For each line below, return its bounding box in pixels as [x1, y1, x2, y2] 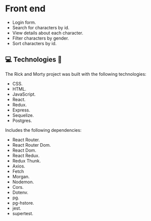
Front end [5, 3, 46, 14]
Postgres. [12, 117, 32, 123]
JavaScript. [12, 91, 36, 97]
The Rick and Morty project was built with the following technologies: [5, 71, 147, 77]
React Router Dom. [12, 142, 51, 148]
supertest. [12, 210, 34, 216]
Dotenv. [12, 189, 29, 195]
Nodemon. [12, 179, 34, 185]
